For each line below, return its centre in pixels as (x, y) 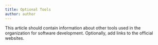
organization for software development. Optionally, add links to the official (79, 33)
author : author (20, 14)
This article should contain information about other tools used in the (73, 28)
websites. (15, 38)
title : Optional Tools (28, 9)
